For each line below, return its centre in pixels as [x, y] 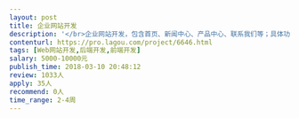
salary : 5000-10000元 [48, 59]
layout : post [33, 17]
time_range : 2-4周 [43, 100]
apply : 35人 [31, 83]
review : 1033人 [36, 75]
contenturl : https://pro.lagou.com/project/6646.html [111, 42]
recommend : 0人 [36, 91]
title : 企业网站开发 [43, 26]
